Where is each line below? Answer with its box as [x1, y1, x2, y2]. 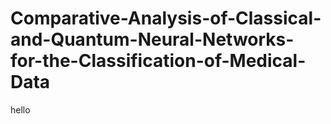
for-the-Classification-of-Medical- [10, 50, 307, 72]
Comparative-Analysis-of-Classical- [10, 7, 322, 30]
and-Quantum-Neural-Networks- [10, 28, 295, 51]
